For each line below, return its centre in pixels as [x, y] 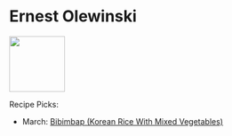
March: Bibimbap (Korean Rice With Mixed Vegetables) [123, 121]
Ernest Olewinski [73, 16]
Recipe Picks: [34, 104]
